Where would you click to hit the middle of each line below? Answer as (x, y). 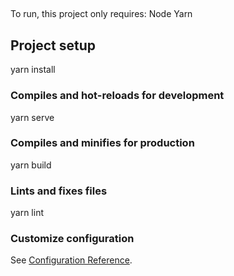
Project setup (53, 45)
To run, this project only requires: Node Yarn (101, 14)
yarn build (31, 165)
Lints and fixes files (59, 191)
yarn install (33, 70)
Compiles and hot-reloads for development (117, 96)
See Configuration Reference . (71, 260)
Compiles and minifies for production (102, 143)
